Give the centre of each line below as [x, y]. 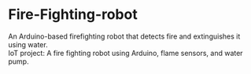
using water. [28, 44]
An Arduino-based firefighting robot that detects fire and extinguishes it [124, 36]
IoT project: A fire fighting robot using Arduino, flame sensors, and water [125, 53]
